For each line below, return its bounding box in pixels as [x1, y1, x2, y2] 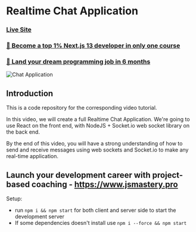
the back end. [6, 128, 41, 135]
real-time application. [6, 153, 58, 160]
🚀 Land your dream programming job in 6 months [6, 57, 151, 66]
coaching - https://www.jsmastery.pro [32, 179, 178, 189]
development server [14, 213, 64, 220]
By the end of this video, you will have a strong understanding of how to [6, 140, 183, 147]
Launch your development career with [6, 170, 151, 180]
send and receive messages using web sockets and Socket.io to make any [6, 146, 189, 153]
